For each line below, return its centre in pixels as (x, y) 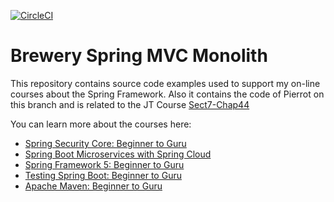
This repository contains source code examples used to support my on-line (165, 83)
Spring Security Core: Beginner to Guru (105, 143)
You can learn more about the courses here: (101, 124)
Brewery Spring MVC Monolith (139, 56)
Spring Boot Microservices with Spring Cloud (118, 154)
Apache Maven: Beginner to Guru (93, 186)
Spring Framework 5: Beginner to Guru (104, 164)
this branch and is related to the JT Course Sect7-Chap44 (130, 104)
